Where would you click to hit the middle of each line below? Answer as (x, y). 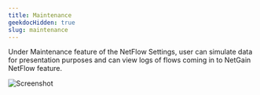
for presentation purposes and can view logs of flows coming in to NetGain (130, 60)
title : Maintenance (40, 15)
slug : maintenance (38, 30)
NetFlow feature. (35, 69)
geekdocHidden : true (42, 23)
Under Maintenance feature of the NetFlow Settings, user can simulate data (130, 52)
